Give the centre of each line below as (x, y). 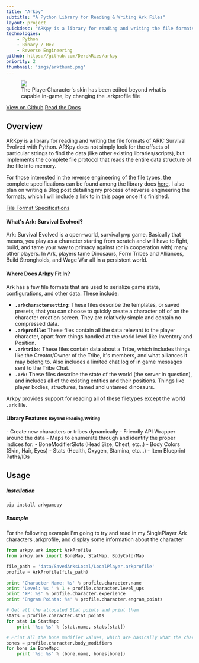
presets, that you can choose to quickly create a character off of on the (102, 311)
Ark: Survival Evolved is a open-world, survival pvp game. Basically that (94, 235)
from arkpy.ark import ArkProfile (49, 551)
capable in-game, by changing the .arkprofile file (81, 96)
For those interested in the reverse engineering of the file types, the (89, 177)
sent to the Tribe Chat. (42, 368)
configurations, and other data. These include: (63, 293)
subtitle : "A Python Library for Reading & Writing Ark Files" (86, 17)
